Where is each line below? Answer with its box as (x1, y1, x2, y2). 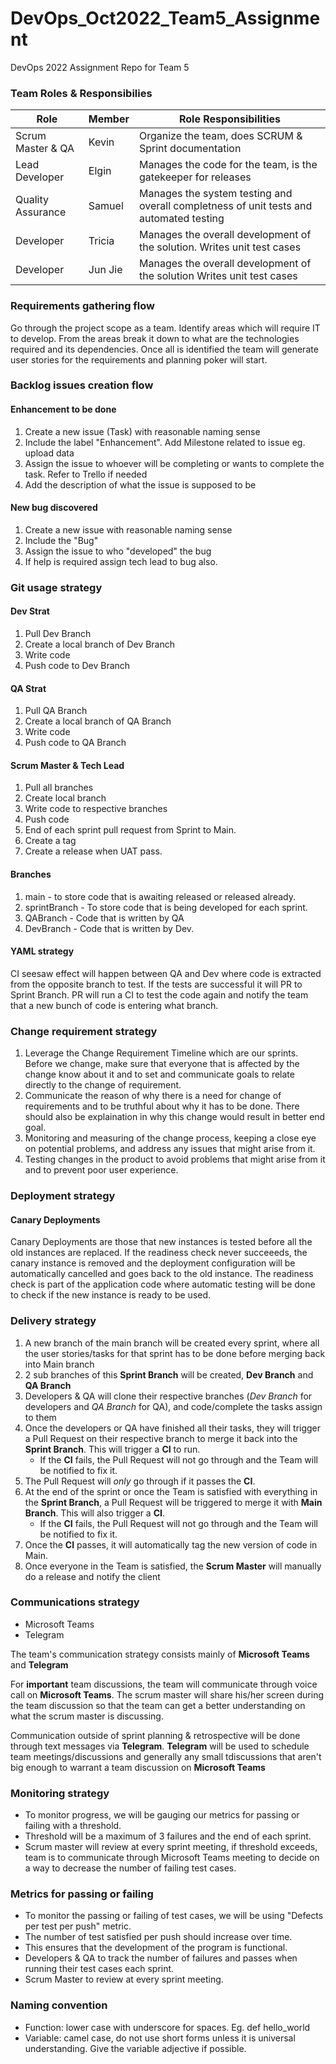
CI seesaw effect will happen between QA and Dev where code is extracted (10, 967, 322, 979)
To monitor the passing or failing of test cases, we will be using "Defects (24, 1910, 324, 1922)
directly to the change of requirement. (24, 1079, 182, 1091)
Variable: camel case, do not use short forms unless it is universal (24, 2032, 296, 2044)
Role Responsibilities (178, 112, 282, 126)
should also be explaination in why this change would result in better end (24, 1111, 326, 1123)
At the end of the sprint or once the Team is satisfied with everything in (24, 1485, 318, 1497)
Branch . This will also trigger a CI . (24, 1507, 165, 1519)
